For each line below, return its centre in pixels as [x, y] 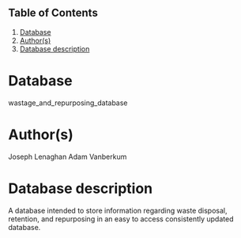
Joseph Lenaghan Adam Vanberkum [68, 157]
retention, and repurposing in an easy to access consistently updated [121, 219]
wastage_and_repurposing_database [68, 103]
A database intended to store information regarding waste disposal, [118, 210]
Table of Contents [53, 13]
